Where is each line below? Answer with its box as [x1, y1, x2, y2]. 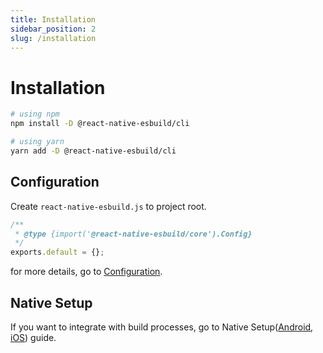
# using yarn [10, 137, 65, 147]
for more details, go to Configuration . [10, 266, 163, 278]
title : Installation [10, 14, 97, 25]
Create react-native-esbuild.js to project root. [10, 200, 207, 212]
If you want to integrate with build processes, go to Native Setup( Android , [10, 321, 314, 333]
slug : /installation [10, 33, 97, 43]
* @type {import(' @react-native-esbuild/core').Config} [14, 229, 253, 239]
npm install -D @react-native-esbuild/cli [10, 119, 190, 129]
